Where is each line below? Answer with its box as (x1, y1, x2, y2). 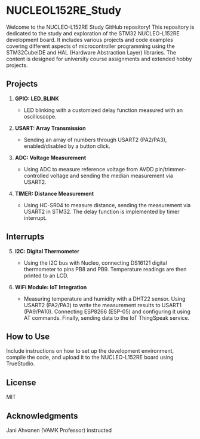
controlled (23, 172, 49, 179)
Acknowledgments (6, 411, 79, 421)
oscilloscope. (23, 113, 57, 120)
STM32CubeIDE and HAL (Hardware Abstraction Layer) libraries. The (6, 49, 177, 56)
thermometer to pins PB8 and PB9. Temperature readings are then (23, 265, 187, 273)
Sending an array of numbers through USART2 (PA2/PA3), (23, 136, 167, 143)
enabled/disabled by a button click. (23, 142, 110, 150)
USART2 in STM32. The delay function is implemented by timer (23, 208, 180, 215)
